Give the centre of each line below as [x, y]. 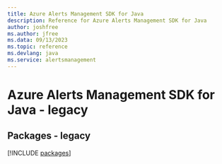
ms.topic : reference [38, 47]
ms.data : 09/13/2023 [38, 40]
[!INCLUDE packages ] [39, 153]
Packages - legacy [49, 136]
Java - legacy [48, 110]
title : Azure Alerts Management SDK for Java [75, 14]
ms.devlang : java [33, 54]
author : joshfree [33, 27]
